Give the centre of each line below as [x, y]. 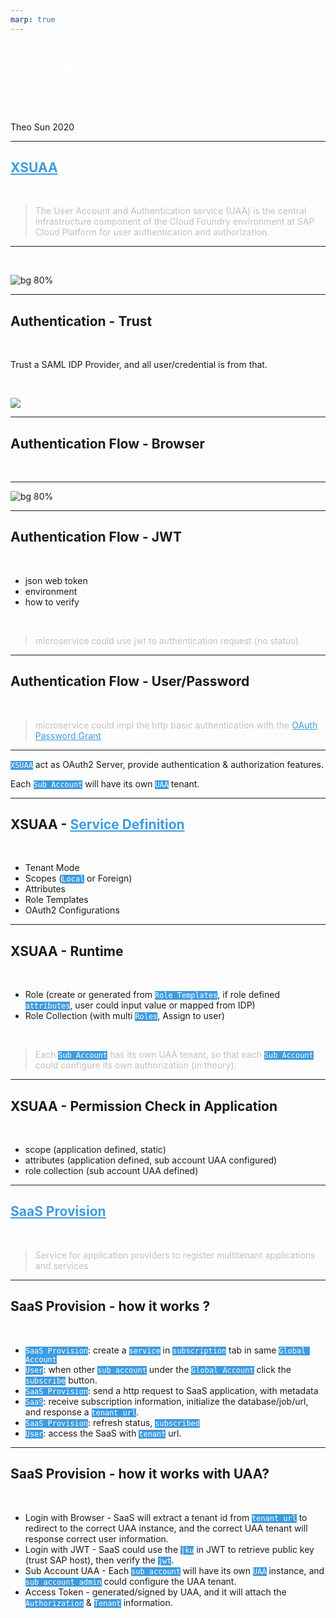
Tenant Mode [52, 868]
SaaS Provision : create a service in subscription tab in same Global [165, 1350]
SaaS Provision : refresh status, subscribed [112, 1422]
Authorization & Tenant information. [98, 1602]
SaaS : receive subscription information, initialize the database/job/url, [166, 1401]
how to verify [52, 602]
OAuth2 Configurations [72, 910]
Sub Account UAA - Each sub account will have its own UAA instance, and [174, 1570]
